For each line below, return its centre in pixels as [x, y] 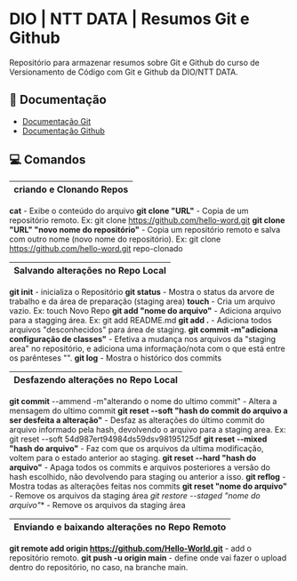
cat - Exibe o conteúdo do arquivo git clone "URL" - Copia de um [129, 211]
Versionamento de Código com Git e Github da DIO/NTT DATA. [124, 72]
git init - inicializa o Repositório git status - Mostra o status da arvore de [142, 291]
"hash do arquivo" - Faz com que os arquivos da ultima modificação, [136, 448]
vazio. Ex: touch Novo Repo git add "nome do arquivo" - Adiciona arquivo [145, 310]
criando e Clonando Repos [71, 189]
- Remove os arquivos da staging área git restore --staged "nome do [135, 495]
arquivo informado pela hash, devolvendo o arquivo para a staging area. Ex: [148, 429]
